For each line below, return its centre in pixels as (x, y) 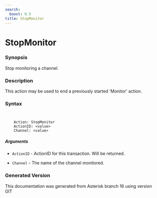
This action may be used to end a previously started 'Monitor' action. (73, 91)
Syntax (14, 104)
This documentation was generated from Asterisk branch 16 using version (78, 186)
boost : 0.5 (20, 14)
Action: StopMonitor (34, 122)
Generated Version (28, 176)
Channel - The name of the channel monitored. (58, 163)
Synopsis (16, 58)
